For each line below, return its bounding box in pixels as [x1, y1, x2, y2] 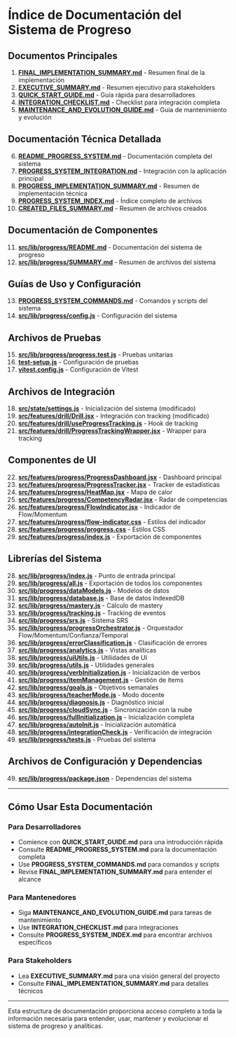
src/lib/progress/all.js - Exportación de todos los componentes [18, 579, 202, 587]
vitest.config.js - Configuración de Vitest [18, 365, 139, 374]
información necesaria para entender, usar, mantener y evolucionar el [8, 1014, 209, 1022]
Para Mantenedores [8, 893, 76, 902]
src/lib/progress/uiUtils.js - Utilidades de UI [18, 653, 148, 661]
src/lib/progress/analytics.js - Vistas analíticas [18, 645, 157, 654]
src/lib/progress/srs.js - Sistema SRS [18, 616, 129, 624]
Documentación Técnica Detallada [8, 133, 162, 145]
